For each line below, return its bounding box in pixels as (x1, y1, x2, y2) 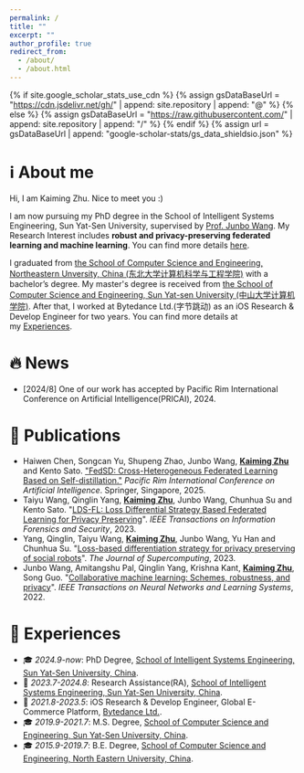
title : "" (9, 22, 47, 31)
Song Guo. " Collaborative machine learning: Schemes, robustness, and (22, 572, 290, 583)
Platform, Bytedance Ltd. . (67, 705, 162, 717)
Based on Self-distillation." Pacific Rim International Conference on (22, 474, 276, 485)
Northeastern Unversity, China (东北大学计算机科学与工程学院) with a (9, 268, 269, 279)
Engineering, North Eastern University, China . (22, 753, 194, 764)
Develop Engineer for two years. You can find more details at (9, 311, 238, 322)
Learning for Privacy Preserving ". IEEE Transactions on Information (22, 514, 276, 524)
